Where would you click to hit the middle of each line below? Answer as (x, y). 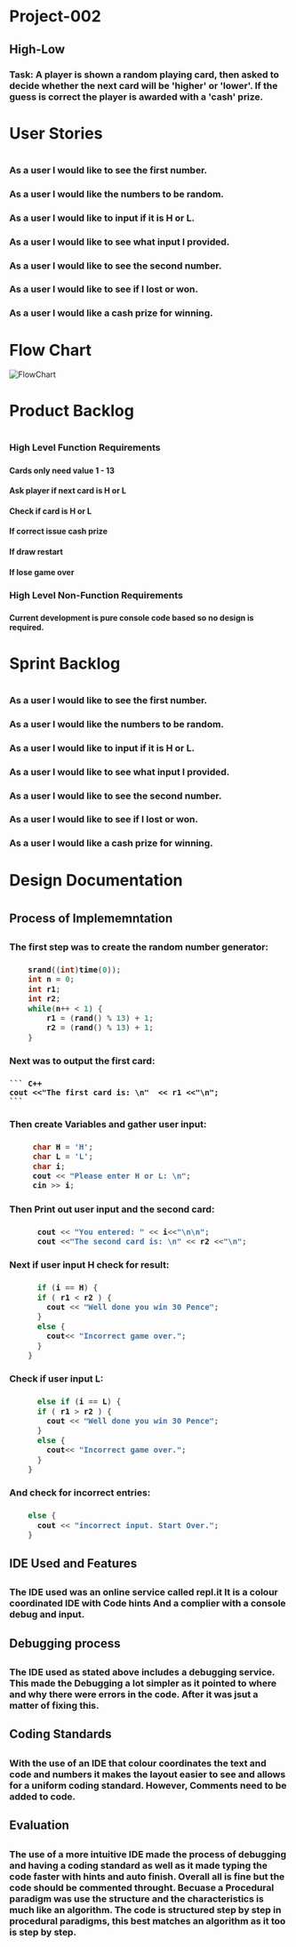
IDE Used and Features (73, 1563)
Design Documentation (96, 880)
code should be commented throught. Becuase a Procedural (142, 1887)
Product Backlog (72, 410)
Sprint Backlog (65, 663)
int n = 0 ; (52, 979)
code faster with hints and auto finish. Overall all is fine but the (147, 1876)
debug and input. (47, 1614)
